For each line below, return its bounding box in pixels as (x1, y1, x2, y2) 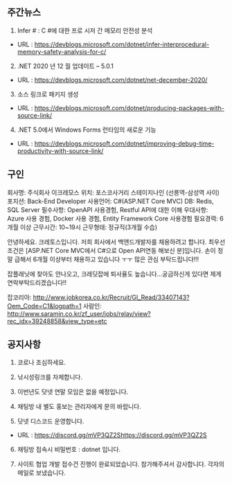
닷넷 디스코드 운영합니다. (17, 417, 84, 425)
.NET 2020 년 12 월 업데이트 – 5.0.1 (17, 62, 114, 70)
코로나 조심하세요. (17, 358, 66, 367)
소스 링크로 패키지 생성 (17, 89, 79, 98)
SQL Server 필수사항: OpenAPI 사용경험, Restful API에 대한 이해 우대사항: (7, 205, 208, 213)
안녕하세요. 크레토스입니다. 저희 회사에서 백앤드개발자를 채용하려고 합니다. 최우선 (7, 238, 226, 246)
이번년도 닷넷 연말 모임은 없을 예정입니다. (17, 387, 129, 396)
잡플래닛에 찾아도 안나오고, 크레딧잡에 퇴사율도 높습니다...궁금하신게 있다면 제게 (7, 270, 222, 278)
